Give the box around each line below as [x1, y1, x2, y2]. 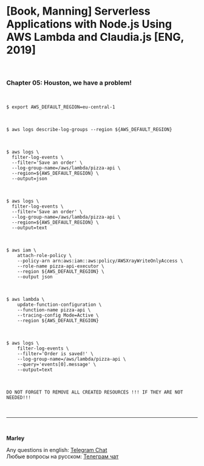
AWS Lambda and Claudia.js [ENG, [6, 30, 184, 44]
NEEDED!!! [6, 395, 32, 401]
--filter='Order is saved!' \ [17, 351, 94, 357]
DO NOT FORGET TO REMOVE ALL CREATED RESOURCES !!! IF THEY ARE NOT [6, 389, 183, 395]
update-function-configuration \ [17, 302, 102, 308]
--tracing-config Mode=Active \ [17, 312, 99, 319]
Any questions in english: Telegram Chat [6, 447, 107, 454]
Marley [6, 434, 25, 442]
